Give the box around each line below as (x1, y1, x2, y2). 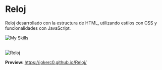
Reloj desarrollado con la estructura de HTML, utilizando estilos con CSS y (5, 20, 157, 26)
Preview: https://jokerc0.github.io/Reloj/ (5, 59, 87, 65)
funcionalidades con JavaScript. (5, 25, 71, 31)
